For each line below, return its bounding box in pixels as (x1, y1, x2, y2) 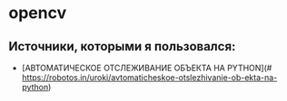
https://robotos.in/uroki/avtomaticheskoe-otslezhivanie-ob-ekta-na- (21, 72, 278, 83)
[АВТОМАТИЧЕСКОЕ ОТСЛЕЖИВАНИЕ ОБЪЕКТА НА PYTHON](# (21, 62, 272, 73)
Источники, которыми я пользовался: (8, 39, 236, 54)
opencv (8, 3, 67, 23)
